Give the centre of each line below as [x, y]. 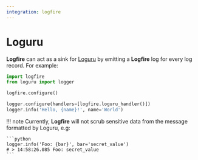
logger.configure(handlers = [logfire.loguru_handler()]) [78, 104]
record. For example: [32, 65]
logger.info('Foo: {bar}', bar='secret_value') [68, 144]
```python [19, 139]
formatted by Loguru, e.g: [39, 128]
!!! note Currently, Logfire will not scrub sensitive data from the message [97, 121]
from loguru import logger [40, 82]
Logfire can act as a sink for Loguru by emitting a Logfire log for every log [99, 59]
